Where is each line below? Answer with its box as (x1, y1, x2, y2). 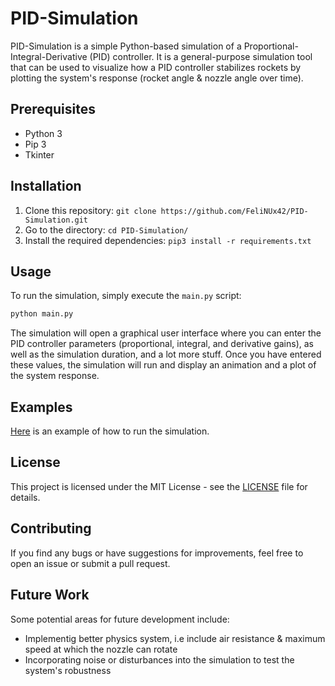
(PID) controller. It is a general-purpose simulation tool (89, 50, 313, 62)
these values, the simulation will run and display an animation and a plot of (10, 359, 317, 371)
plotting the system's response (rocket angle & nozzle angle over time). (10, 72, 304, 84)
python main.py (10, 309, 74, 319)
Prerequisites (10, 101, 96, 118)
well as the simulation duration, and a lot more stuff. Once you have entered (10, 348, 322, 361)
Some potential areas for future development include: (10, 613, 230, 625)
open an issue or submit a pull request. (10, 557, 171, 569)
